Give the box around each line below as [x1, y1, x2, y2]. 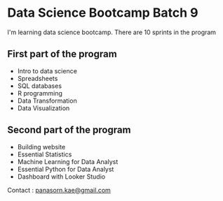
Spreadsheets [17, 74, 58, 82]
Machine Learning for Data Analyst [17, 157, 119, 165]
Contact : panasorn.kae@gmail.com [7, 186, 111, 194]
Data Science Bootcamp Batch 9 [7, 5, 198, 21]
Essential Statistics [17, 150, 72, 158]
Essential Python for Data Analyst [17, 165, 114, 173]
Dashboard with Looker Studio [17, 172, 106, 181]
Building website [17, 142, 66, 151]
